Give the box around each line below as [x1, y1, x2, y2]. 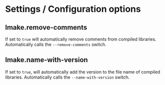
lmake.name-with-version [5, 56, 88, 64]
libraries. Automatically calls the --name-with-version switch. [5, 74, 130, 80]
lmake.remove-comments [5, 23, 87, 32]
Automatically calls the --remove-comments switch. [5, 42, 107, 47]
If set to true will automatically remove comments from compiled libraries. [5, 36, 157, 42]
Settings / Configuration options [5, 3, 141, 15]
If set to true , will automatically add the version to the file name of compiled [5, 69, 161, 75]
